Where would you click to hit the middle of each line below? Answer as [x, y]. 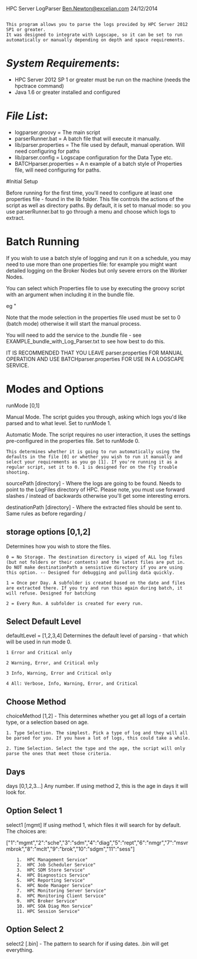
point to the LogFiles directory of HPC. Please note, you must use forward [96, 490]
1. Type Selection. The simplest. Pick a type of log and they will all [97, 733]
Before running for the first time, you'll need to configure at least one [89, 193]
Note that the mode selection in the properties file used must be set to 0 [94, 317]
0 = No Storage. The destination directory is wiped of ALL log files [94, 557]
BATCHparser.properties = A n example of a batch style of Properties [98, 163]
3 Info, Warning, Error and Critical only [59, 674]
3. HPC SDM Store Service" [51, 870]
